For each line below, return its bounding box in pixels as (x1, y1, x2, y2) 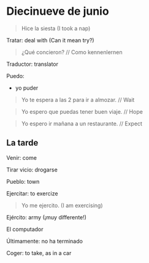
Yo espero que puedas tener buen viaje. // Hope (21, 108, 143, 115)
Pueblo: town (6, 178, 40, 185)
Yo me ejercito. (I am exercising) (21, 202, 103, 209)
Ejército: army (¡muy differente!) (6, 213, 87, 221)
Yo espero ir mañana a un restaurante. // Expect (21, 120, 143, 127)
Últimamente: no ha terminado (6, 237, 83, 245)
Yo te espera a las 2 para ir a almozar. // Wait (21, 96, 135, 103)
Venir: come (6, 154, 37, 161)
